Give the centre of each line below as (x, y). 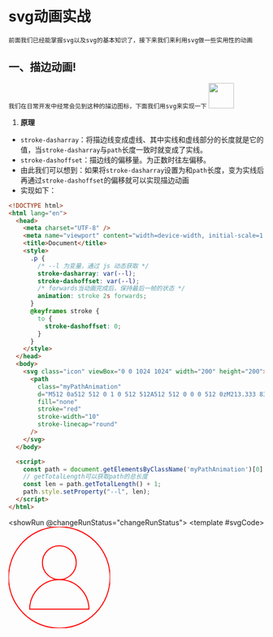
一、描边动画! (43, 67)
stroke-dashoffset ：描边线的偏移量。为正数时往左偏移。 (115, 160)
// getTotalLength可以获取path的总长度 (86, 477)
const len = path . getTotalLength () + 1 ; (92, 484)
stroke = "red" (60, 409)
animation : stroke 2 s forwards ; (93, 296)
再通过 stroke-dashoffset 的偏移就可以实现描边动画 (104, 180)
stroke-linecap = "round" (78, 424)
